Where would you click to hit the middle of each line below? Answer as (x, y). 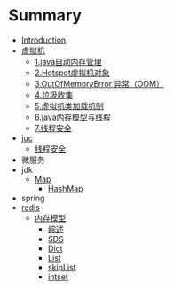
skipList (62, 267)
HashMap (65, 188)
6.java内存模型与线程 (73, 117)
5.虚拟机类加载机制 (69, 106)
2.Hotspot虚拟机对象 (72, 73)
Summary (45, 16)
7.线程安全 (53, 128)
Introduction (43, 40)
